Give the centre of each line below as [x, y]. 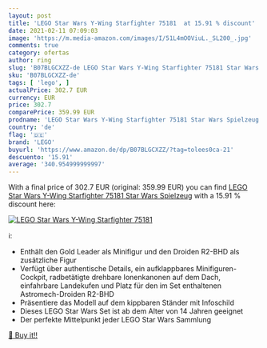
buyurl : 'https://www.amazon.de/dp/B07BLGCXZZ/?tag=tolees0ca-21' [121, 150]
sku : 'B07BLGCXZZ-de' [44, 75]
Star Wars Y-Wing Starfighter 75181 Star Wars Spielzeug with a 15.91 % [125, 196]
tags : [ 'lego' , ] [39, 82]
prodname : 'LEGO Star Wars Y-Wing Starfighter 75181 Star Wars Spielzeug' [135, 120]
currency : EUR [32, 98]
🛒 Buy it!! [23, 335]
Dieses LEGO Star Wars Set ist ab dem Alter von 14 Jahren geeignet [132, 311]
